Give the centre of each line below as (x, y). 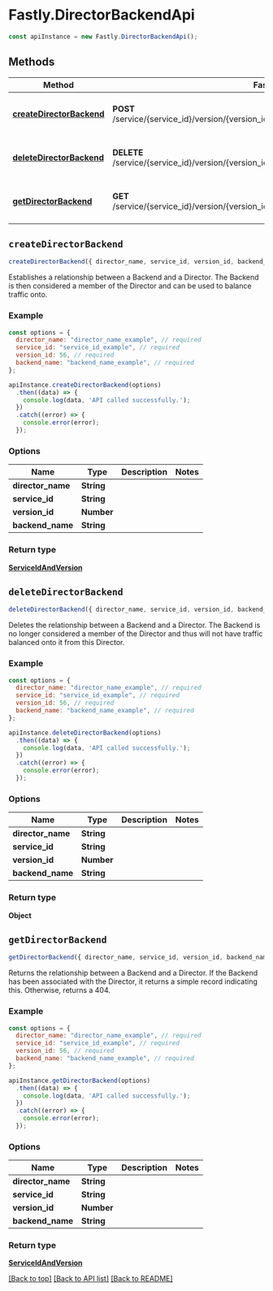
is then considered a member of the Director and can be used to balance (130, 286)
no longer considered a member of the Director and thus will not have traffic (136, 634)
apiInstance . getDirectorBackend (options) (80, 1081)
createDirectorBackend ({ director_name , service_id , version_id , (121, 262)
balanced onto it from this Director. (67, 643)
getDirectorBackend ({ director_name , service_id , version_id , (116, 957)
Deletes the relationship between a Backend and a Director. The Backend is (134, 625)
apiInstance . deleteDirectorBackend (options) (85, 733)
